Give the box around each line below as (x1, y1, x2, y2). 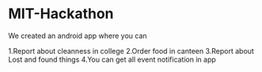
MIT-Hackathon (8, 5, 114, 23)
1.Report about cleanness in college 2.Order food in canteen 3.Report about (8, 46, 255, 55)
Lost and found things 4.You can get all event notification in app (8, 55, 216, 64)
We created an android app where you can (8, 31, 148, 40)
